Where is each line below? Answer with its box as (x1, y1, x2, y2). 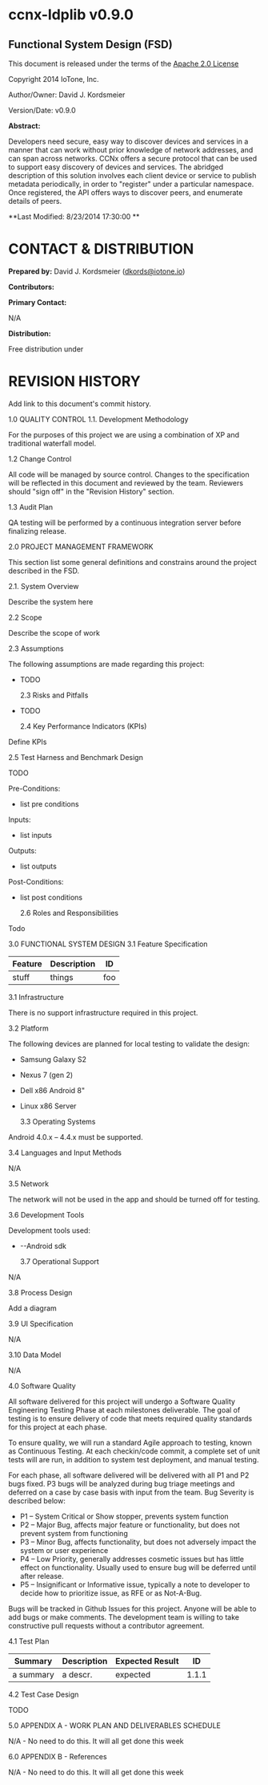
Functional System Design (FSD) (8, 38, 174, 51)
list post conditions (19, 892, 83, 902)
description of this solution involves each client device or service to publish (8, 171, 257, 180)
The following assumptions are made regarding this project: (8, 659, 205, 669)
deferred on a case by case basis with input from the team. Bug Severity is (8, 1487, 254, 1497)
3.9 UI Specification (8, 1319, 74, 1328)
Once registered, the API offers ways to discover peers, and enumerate (8, 188, 243, 197)
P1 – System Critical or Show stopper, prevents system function (19, 1511, 230, 1521)
